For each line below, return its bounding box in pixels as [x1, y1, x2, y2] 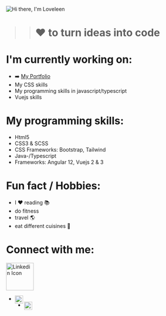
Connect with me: [6, 243, 95, 257]
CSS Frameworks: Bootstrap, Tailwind [14, 146, 106, 153]
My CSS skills [14, 81, 48, 88]
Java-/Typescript [14, 153, 57, 160]
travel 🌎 [14, 214, 35, 221]
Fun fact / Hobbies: [6, 179, 101, 193]
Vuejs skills [14, 94, 42, 101]
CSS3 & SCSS [14, 140, 49, 147]
